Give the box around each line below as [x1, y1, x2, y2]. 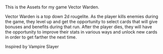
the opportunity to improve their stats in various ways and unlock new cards [5, 29, 158, 35]
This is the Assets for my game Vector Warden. [5, 4, 100, 10]
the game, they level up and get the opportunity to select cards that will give [5, 19, 158, 24]
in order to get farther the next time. [5, 34, 77, 40]
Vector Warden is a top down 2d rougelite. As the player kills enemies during [5, 14, 159, 19]
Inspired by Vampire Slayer [5, 44, 59, 49]
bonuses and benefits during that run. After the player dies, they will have [5, 24, 152, 30]
